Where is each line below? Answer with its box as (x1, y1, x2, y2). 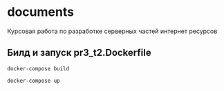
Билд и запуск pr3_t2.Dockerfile (7, 47, 151, 59)
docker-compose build (7, 65, 70, 72)
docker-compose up (7, 77, 60, 84)
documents (7, 4, 75, 20)
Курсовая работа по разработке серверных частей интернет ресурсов (7, 27, 218, 35)
